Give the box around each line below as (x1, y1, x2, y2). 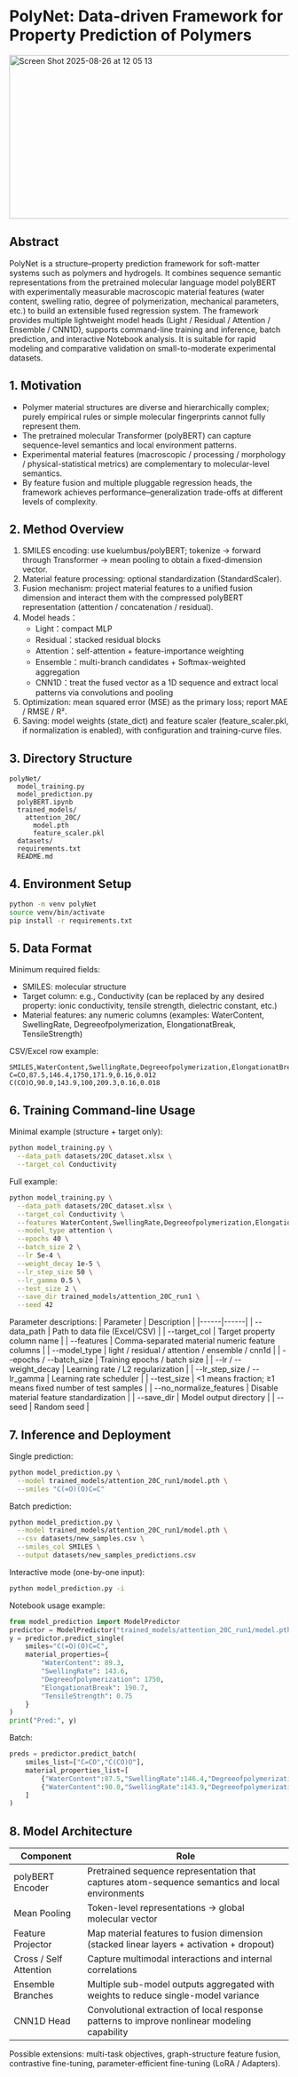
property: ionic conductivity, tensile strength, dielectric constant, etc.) (21, 1001, 278, 1011)
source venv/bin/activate (9, 908, 105, 916)
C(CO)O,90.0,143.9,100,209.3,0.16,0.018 (9, 1079, 161, 1088)
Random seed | (34, 1401, 90, 1413)
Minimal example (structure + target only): (9, 1126, 163, 1138)
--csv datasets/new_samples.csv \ (17, 1534, 145, 1543)
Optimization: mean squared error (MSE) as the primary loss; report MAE (21, 697, 288, 708)
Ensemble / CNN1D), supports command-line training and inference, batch (9, 324, 281, 335)
